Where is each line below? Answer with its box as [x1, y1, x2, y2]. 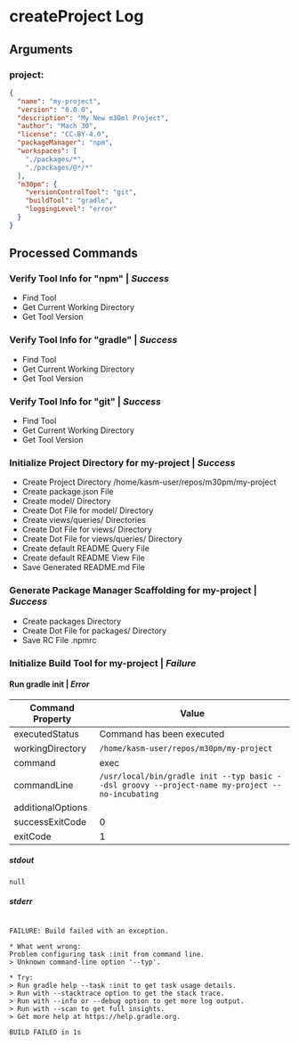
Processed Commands [9, 246, 138, 261]
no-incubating [99, 788, 159, 799]
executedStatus [13, 728, 80, 740]
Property [32, 713, 72, 725]
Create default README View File [21, 552, 145, 563]
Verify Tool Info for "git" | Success [9, 395, 162, 407]
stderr [9, 896, 33, 907]
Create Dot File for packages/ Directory [21, 625, 167, 636]
